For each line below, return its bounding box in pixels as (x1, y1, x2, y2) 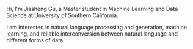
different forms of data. (6, 37, 65, 43)
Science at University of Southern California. (6, 12, 118, 19)
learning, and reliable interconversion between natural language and (6, 30, 178, 37)
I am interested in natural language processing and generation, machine (6, 24, 188, 31)
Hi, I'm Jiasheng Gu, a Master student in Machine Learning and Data (6, 6, 178, 12)
